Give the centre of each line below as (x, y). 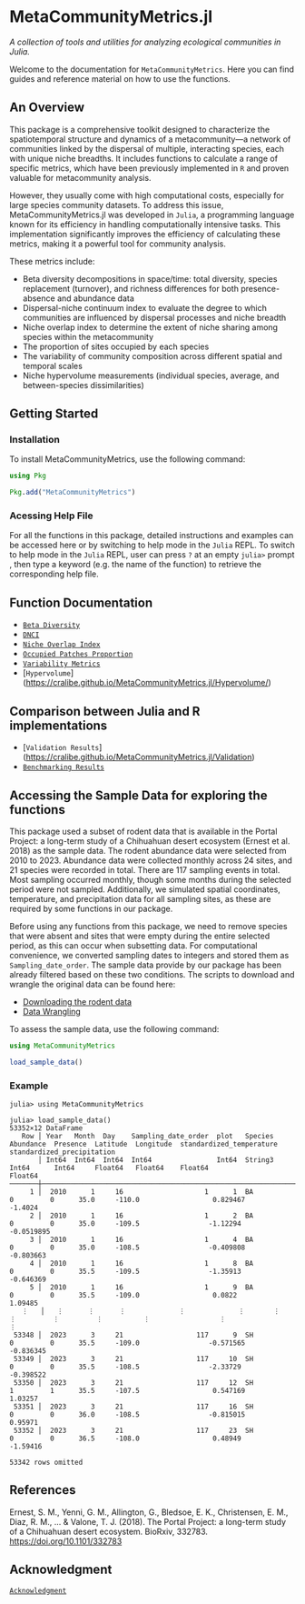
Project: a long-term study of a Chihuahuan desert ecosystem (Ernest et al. (150, 841)
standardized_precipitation (63, 1152)
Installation (35, 440)
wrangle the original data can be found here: (93, 984)
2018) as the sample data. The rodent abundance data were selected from (148, 850)
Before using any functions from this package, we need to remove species (148, 926)
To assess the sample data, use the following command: (114, 1028)
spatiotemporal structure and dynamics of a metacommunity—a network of (150, 139)
